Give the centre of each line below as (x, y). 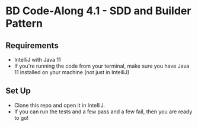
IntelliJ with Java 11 (37, 60)
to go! (21, 118)
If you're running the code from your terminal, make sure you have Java (102, 66)
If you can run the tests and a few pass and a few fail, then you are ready (103, 112)
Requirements (32, 45)
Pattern (24, 23)
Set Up (18, 91)
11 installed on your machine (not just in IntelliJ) (72, 72)
